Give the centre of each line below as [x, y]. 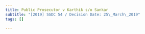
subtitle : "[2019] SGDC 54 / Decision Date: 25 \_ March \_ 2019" [73, 14]
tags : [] [15, 19]
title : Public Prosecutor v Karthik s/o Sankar [57, 10]
